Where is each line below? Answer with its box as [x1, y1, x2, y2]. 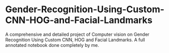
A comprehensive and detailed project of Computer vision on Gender [5, 31, 150, 37]
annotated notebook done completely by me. [5, 42, 99, 48]
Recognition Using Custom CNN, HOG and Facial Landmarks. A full [5, 37, 146, 43]
